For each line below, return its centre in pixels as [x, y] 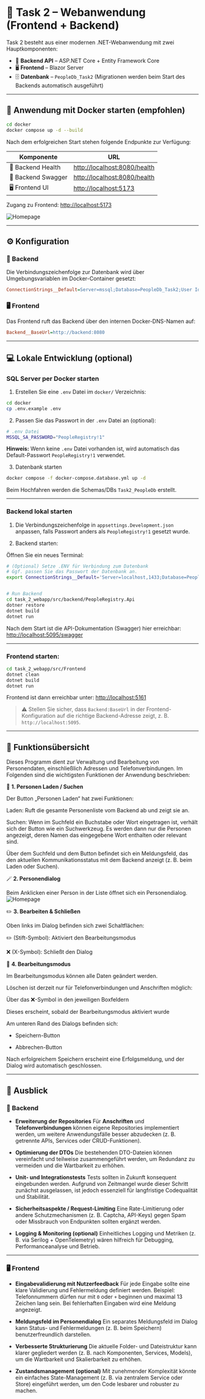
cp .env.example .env [34, 408]
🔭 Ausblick [27, 1090]
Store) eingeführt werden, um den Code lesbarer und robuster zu [97, 1384]
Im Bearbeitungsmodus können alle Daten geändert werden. [82, 976]
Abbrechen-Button [39, 1047]
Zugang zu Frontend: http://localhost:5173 [59, 204]
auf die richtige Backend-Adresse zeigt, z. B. [113, 716]
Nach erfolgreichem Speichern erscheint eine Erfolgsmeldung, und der [95, 1059]
